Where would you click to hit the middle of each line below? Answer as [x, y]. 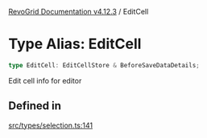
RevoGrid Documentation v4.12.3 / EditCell [79, 12]
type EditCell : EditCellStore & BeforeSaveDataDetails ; [104, 65]
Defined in [35, 106]
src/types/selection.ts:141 [51, 125]
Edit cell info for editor [45, 80]
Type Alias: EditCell [75, 44]
